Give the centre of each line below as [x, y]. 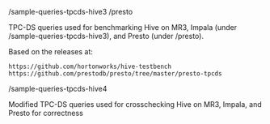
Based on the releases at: [51, 51]
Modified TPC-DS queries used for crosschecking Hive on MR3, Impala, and [135, 104]
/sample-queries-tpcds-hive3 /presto [71, 12]
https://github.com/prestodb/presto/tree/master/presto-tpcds [115, 74]
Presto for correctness [46, 113]
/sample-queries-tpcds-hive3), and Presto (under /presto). [106, 36]
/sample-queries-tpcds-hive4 [58, 89]
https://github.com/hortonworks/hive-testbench [90, 66]
